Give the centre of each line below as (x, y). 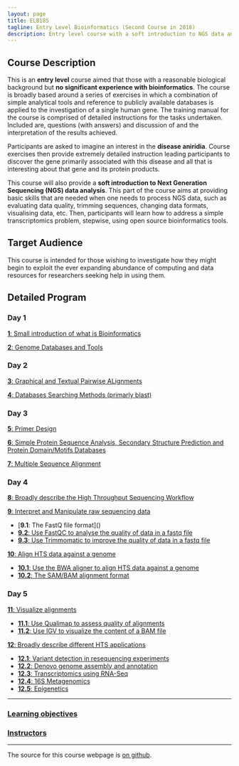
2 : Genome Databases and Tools (55, 347)
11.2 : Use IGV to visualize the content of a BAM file (92, 631)
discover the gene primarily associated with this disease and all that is (110, 161)
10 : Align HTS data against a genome (62, 554)
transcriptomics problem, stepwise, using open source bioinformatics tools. (118, 220)
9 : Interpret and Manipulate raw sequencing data (79, 511)
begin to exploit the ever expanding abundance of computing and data (111, 267)
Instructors (27, 733)
